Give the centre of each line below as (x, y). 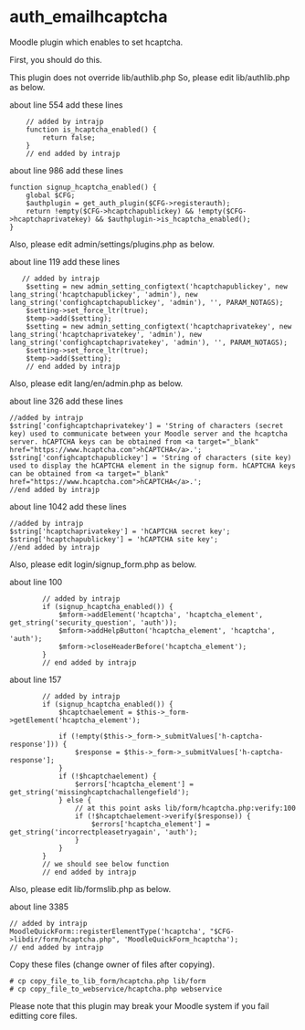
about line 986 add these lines (66, 170)
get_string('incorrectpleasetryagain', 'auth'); (104, 832)
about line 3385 (39, 907)
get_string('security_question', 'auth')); (94, 623)
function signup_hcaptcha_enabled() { (83, 187)
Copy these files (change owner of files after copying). (112, 964)
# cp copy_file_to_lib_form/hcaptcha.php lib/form (108, 981)
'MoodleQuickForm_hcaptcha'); (181, 939)
